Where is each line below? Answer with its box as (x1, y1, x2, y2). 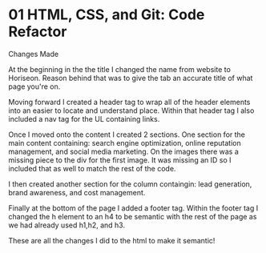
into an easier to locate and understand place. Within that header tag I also (8, 106, 255, 115)
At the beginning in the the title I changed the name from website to (8, 64, 231, 74)
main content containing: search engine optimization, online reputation (8, 138, 242, 147)
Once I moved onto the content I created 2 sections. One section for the (8, 130, 246, 139)
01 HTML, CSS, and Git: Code (8, 6, 205, 24)
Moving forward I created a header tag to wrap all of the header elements (8, 97, 251, 106)
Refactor (8, 22, 67, 41)
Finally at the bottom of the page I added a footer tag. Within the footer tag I (8, 203, 259, 213)
